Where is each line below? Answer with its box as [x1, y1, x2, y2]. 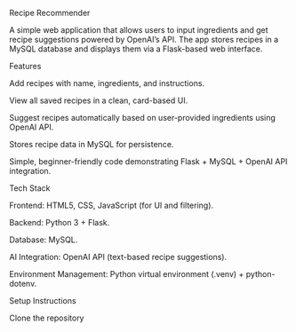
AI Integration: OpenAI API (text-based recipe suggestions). [9, 252, 228, 262]
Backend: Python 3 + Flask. [9, 217, 110, 227]
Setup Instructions [9, 296, 77, 305]
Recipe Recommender [9, 8, 91, 18]
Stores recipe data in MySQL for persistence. [9, 139, 174, 149]
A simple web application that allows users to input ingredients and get [9, 25, 268, 35]
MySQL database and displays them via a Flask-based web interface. [9, 43, 263, 54]
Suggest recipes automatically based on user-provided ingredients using [9, 113, 276, 123]
